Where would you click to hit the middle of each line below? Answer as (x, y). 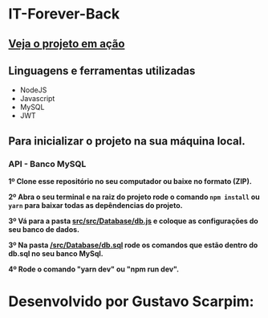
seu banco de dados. (44, 230)
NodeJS (33, 90)
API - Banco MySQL (47, 164)
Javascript (37, 99)
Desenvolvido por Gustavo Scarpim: (131, 302)
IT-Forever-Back (64, 14)
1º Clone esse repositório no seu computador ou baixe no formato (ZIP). (130, 181)
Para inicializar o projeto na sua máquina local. (127, 141)
